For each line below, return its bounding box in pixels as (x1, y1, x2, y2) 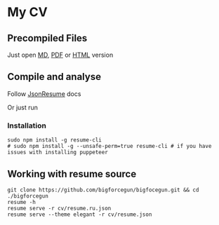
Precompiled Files (7, 32, 88, 44)
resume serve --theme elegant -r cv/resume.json (7, 211, 152, 218)
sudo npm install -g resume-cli (7, 137, 102, 144)
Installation (7, 121, 47, 130)
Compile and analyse (7, 71, 102, 83)
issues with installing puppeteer (7, 149, 109, 156)
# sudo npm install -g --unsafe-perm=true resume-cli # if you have (7, 143, 212, 150)
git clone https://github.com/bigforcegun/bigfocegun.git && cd (7, 186, 199, 193)
